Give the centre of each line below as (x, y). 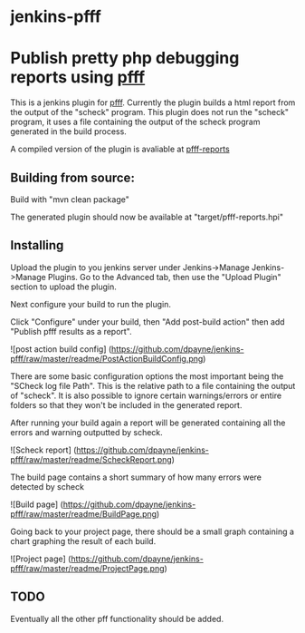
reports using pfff (78, 78)
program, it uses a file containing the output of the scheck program (135, 122)
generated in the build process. (69, 131)
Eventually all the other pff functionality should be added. (117, 618)
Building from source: (72, 177)
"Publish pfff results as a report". (71, 331)
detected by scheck (48, 486)
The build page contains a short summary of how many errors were (136, 477)
